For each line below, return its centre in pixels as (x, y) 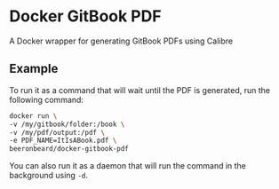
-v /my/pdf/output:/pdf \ (57, 132)
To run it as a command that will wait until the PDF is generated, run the (140, 90)
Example (34, 69)
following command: (47, 99)
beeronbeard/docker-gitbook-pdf (69, 149)
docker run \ (33, 116)
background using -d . (49, 176)
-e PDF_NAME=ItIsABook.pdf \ (63, 141)
